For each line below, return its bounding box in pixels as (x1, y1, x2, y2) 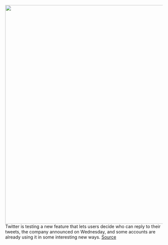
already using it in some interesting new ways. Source (5, 234, 116, 240)
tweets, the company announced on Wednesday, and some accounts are (5, 229, 156, 234)
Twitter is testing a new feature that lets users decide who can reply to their (5, 223, 161, 229)
